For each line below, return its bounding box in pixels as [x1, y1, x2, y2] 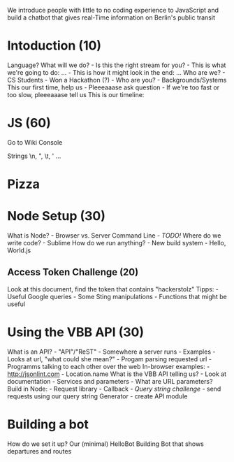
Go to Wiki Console [7, 138, 63, 146]
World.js [7, 246, 31, 254]
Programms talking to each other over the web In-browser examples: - [7, 362, 210, 370]
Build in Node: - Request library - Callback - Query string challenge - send [7, 384, 221, 393]
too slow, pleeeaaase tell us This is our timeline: [7, 90, 145, 99]
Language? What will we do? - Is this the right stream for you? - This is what [7, 61, 226, 69]
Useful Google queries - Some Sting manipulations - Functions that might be [7, 292, 227, 301]
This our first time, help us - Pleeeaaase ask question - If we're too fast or [7, 83, 220, 92]
